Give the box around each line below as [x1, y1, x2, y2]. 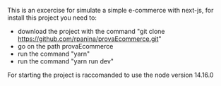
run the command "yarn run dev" [17, 57, 114, 66]
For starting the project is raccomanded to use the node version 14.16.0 [7, 70, 214, 79]
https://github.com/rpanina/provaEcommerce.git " [17, 35, 162, 43]
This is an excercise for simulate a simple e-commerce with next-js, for [7, 6, 214, 14]
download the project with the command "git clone [17, 27, 165, 35]
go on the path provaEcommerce [17, 42, 114, 50]
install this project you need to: [7, 13, 97, 22]
